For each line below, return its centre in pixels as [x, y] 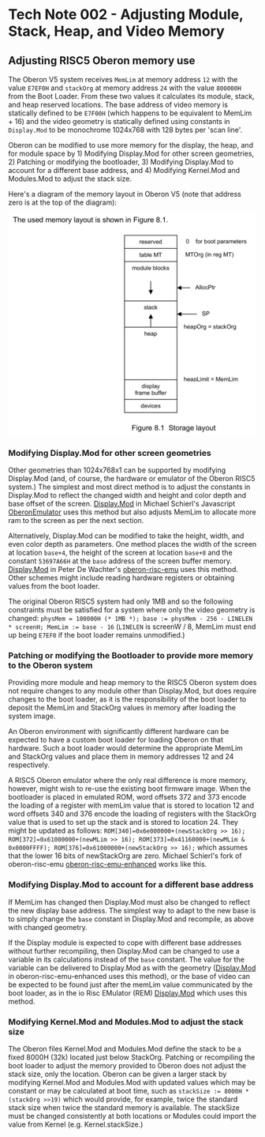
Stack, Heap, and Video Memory [116, 31]
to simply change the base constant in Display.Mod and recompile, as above [131, 919]
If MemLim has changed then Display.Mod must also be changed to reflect [129, 902]
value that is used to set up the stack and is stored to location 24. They [123, 823]
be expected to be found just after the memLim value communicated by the [131, 985]
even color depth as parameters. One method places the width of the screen [132, 544]
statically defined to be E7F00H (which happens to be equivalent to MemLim [130, 113]
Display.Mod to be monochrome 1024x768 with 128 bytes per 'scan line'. [125, 130]
